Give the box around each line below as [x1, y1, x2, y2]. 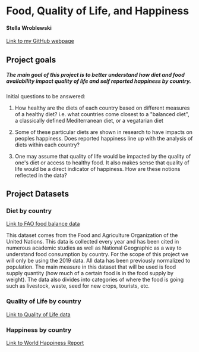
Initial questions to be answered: [6, 92, 86, 99]
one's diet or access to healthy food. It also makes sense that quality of [14, 159, 190, 166]
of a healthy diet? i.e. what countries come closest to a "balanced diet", [14, 110, 189, 117]
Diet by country [6, 207, 52, 215]
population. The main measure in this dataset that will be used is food [6, 263, 176, 270]
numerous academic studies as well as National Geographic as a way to [6, 244, 182, 251]
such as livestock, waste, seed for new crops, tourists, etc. [6, 282, 150, 289]
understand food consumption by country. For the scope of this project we [6, 251, 189, 258]
